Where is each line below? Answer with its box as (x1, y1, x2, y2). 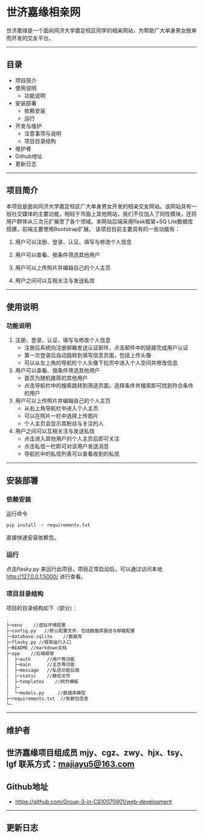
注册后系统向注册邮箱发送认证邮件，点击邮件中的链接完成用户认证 (24, 344, 188, 352)
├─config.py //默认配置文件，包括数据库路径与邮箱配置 (6, 628, 135, 634)
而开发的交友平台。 (6, 34, 54, 41)
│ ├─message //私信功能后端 (6, 668, 80, 674)
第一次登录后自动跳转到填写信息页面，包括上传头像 (24, 352, 152, 359)
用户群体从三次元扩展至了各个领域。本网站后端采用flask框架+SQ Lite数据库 (6, 218, 193, 225)
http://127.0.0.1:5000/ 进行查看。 (6, 573, 86, 580)
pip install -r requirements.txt (6, 522, 91, 528)
